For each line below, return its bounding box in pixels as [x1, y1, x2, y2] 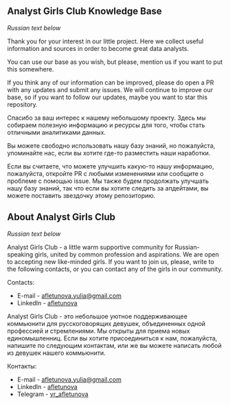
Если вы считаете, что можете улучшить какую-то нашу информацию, [7, 162, 214, 171]
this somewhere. [7, 65, 54, 73]
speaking [7, 250, 34, 259]
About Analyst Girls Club [7, 211, 115, 223]
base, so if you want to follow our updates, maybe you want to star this [7, 93, 208, 101]
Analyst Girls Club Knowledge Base [7, 6, 163, 17]
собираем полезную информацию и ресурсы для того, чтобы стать [7, 120, 205, 129]
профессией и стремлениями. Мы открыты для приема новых [7, 327, 190, 335]
